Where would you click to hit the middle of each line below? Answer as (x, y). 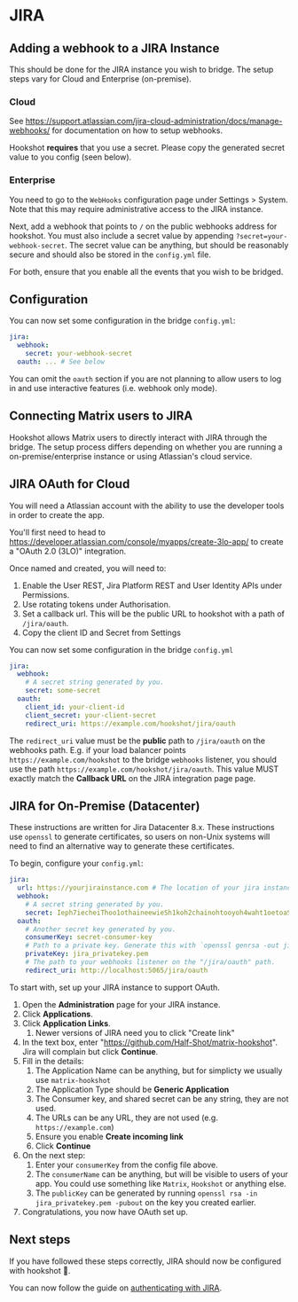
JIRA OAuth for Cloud (70, 484)
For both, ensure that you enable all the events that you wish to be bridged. (146, 271)
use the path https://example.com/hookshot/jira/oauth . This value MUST (144, 769)
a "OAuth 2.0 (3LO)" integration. (68, 551)
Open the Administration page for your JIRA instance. (121, 1004)
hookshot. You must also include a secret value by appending (122, 235)
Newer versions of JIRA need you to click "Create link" (135, 1032)
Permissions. (46, 594)
